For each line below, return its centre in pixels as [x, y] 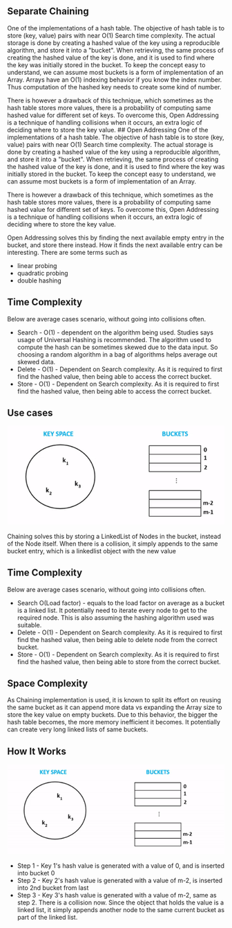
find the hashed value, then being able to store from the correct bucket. [119, 661]
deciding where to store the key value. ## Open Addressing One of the [108, 130]
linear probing [37, 265]
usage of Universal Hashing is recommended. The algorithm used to [114, 339]
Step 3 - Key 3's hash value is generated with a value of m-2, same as [117, 895]
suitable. [29, 625]
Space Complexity [48, 683]
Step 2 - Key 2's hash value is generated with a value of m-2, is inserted [120, 880]
